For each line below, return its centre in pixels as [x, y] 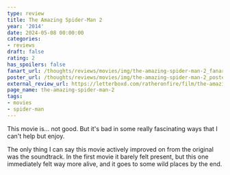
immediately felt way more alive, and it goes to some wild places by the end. [115, 164]
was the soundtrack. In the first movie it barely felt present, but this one [108, 156]
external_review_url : [38, 84]
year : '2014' [26, 26]
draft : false [26, 52]
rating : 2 [21, 58]
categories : [24, 39]
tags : [15, 97]
